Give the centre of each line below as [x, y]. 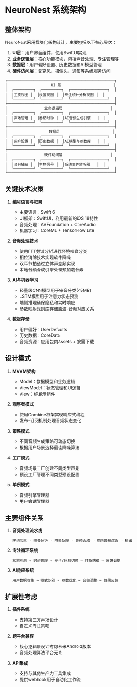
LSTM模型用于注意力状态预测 [49, 296]
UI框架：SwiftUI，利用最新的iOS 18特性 [59, 218]
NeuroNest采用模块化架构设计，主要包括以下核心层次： [61, 42]
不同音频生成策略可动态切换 [47, 441]
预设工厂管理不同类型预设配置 [49, 474]
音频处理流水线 [27, 531]
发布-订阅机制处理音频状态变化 [50, 420]
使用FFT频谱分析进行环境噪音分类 [53, 251]
